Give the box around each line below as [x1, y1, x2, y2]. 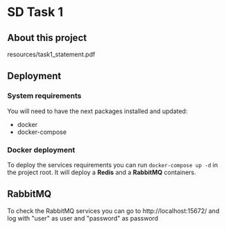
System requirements [7, 91, 82, 101]
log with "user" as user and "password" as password [7, 214, 159, 222]
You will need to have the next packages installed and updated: [7, 107, 188, 115]
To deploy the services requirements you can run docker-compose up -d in [7, 160, 218, 169]
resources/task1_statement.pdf [7, 50, 96, 58]
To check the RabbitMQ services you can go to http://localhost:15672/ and [7, 206, 220, 215]
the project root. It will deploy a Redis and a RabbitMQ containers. [7, 168, 196, 176]
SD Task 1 [7, 4, 64, 20]
